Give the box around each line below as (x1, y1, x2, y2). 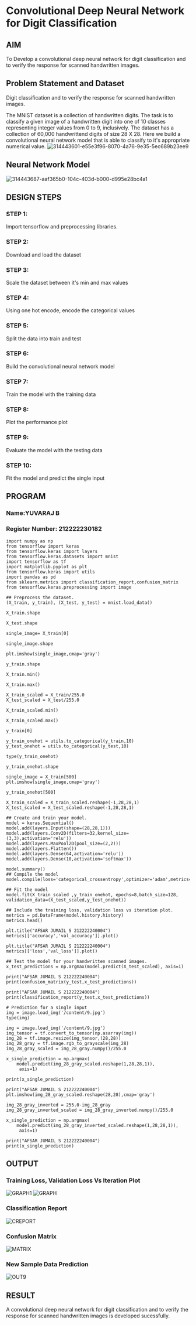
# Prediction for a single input (6, 1005, 87, 1010)
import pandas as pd (6, 574, 57, 580)
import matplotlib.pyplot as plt (6, 564, 87, 569)
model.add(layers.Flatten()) (6, 845, 77, 852)
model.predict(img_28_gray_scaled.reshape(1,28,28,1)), (16, 1061, 156, 1067)
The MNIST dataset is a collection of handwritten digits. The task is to (6, 111, 174, 118)
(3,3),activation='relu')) (6, 835, 72, 841)
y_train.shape (6, 661, 41, 667)
